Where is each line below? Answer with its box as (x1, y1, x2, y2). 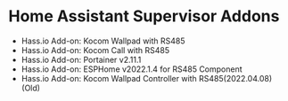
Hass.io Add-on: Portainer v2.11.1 (21, 54, 142, 65)
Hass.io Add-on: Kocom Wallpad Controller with (21, 73, 197, 83)
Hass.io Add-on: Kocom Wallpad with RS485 (21, 35, 185, 46)
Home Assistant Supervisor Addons (8, 6, 280, 27)
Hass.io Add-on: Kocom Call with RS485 (21, 44, 170, 55)
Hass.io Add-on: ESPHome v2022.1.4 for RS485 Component (21, 64, 243, 74)
